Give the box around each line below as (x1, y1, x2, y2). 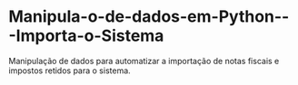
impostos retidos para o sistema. (8, 65, 131, 76)
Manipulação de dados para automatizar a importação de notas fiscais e (8, 55, 280, 66)
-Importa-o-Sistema (8, 25, 164, 46)
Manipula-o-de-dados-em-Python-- (8, 6, 290, 27)
